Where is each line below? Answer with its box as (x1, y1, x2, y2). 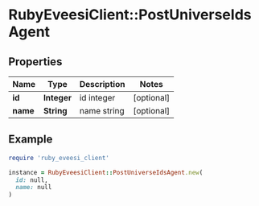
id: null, (15, 175, 48, 184)
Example (8, 133, 53, 146)
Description (79, 79, 125, 89)
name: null (15, 183, 52, 192)
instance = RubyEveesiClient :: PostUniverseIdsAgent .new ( (8, 168, 203, 176)
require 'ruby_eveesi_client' (8, 154, 110, 162)
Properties (8, 55, 63, 68)
